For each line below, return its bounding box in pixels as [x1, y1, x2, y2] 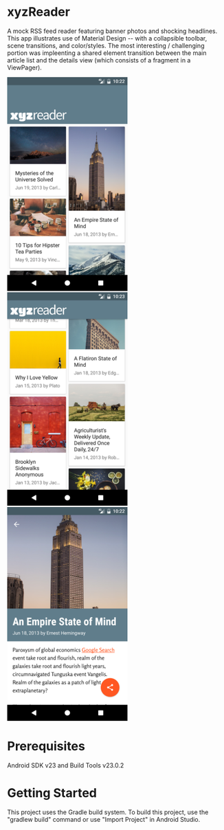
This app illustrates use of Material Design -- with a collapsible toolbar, [7, 34, 208, 42]
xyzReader [7, 4, 71, 20]
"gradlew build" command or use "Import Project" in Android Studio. [7, 816, 201, 824]
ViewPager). [7, 63, 43, 71]
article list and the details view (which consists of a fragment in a [7, 56, 191, 64]
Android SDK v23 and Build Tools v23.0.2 [7, 761, 124, 770]
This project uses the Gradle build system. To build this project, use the [7, 808, 209, 816]
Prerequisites [7, 739, 86, 754]
